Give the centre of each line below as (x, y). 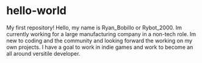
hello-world (37, 11)
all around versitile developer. (43, 53)
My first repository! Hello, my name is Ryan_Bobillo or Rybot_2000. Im (94, 28)
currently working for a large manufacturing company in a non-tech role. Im (101, 34)
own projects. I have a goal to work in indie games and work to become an (100, 47)
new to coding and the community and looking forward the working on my (99, 40)
